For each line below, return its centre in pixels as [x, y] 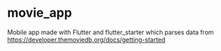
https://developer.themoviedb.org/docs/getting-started [86, 39]
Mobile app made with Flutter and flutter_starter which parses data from [110, 32]
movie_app [40, 13]
